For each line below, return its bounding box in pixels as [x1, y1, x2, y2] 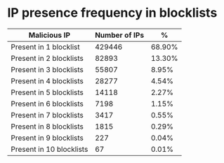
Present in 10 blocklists [11, 144, 88, 154]
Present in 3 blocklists [11, 64, 84, 74]
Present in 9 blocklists [11, 133, 84, 143]
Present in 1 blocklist [11, 42, 80, 52]
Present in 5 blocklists [11, 87, 84, 97]
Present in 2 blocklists [11, 53, 84, 63]
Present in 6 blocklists [11, 99, 84, 108]
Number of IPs [94, 30, 145, 40]
